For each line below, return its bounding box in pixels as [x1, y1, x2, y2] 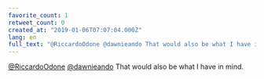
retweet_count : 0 [8, 19, 65, 27]
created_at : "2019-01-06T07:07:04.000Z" [8, 26, 143, 34]
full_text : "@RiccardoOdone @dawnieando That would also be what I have [8, 41, 251, 48]
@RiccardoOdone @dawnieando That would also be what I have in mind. [8, 62, 244, 71]
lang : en [8, 33, 37, 41]
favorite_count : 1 [8, 11, 68, 20]
